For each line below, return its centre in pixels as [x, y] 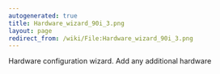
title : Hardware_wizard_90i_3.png [67, 23]
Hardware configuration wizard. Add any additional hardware [110, 61]
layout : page [30, 31]
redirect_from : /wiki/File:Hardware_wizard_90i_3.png [101, 38]
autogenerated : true [43, 16]
